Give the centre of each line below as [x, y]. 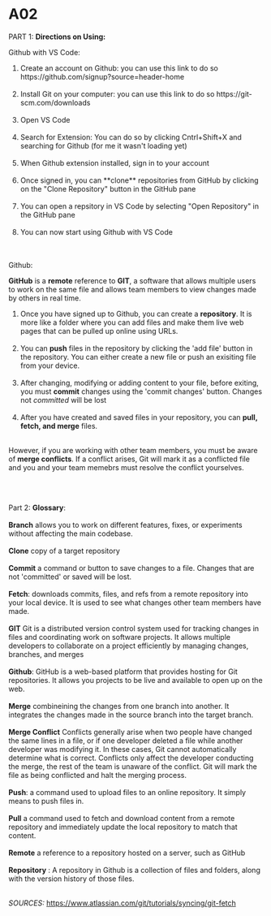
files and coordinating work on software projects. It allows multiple [120, 637]
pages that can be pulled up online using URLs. [99, 331]
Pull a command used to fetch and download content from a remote [122, 818]
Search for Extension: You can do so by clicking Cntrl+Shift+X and [131, 137]
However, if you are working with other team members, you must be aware [133, 450]
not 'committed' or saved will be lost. [70, 577]
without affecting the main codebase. [71, 534]
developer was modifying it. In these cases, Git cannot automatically [123, 749]
